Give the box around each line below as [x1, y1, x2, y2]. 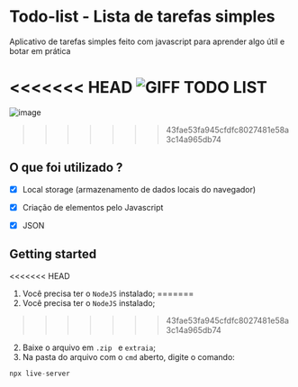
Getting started [9, 247, 97, 262]
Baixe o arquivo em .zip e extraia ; [22, 342, 156, 353]
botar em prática [9, 45, 71, 56]
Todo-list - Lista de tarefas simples [9, 6, 276, 27]
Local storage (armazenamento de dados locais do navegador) [22, 184, 257, 194]
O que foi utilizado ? [9, 160, 123, 175]
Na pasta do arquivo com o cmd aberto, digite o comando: [22, 351, 236, 362]
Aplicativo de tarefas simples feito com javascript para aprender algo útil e [9, 36, 285, 47]
